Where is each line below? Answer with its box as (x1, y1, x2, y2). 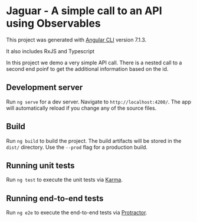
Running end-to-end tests (6, 193, 104, 203)
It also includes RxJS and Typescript (6, 47, 95, 54)
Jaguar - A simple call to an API (6, 4, 162, 18)
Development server (6, 83, 83, 93)
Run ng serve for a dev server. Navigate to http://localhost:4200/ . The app (6, 98, 192, 105)
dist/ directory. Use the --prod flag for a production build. (6, 143, 147, 151)
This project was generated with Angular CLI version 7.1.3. (6, 36, 147, 43)
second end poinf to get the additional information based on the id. (6, 65, 169, 72)
